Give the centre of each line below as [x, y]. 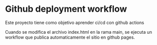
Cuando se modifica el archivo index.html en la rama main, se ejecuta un [79, 32]
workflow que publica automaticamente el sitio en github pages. [70, 37]
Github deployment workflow [66, 9]
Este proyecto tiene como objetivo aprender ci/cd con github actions [75, 22]
